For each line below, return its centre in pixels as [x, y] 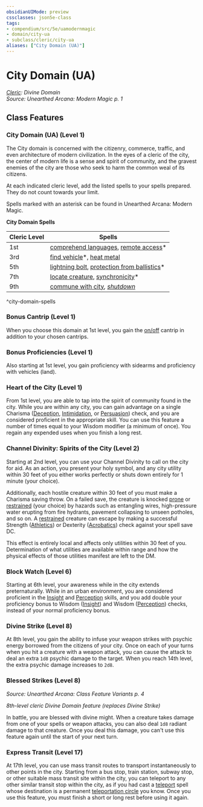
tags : [13, 23]
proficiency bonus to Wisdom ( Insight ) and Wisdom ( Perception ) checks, [97, 604]
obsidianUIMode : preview [37, 12]
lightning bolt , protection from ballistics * [107, 267]
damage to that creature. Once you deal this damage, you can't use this [95, 730]
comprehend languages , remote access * [108, 247]
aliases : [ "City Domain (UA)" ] [46, 46]
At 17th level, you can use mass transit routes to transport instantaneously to [101, 765]
